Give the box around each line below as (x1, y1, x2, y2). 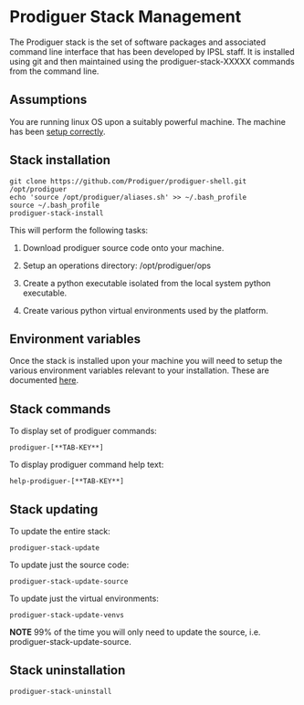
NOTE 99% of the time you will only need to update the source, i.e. (9, 627, 261, 638)
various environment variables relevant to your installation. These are (9, 365, 269, 376)
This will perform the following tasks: (9, 224, 149, 235)
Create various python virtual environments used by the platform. (22, 305, 268, 316)
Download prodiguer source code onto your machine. (22, 242, 225, 253)
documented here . (9, 375, 79, 386)
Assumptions (9, 92, 88, 108)
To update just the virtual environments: (9, 593, 160, 604)
